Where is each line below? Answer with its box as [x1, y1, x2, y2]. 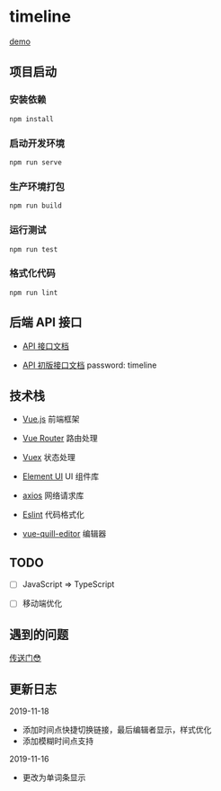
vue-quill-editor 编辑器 [22, 529, 107, 539]
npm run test [9, 244, 58, 253]
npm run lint [9, 288, 58, 298]
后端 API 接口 [9, 315, 83, 330]
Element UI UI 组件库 [22, 471, 100, 482]
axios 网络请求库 [22, 490, 84, 501]
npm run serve [9, 157, 63, 167]
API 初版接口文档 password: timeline [22, 360, 157, 370]
